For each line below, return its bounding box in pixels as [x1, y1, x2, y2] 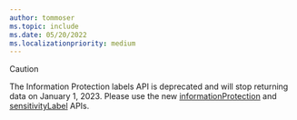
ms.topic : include [9, 22, 79, 31]
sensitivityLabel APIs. [9, 101, 90, 112]
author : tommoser [9, 13, 75, 23]
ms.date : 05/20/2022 [9, 30, 88, 39]
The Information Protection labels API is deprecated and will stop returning [9, 81, 289, 92]
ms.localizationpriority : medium [9, 38, 136, 48]
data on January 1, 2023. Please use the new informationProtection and [9, 91, 277, 102]
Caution [9, 64, 39, 75]
